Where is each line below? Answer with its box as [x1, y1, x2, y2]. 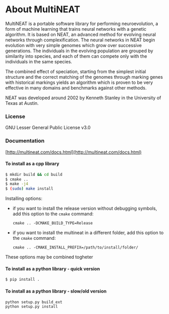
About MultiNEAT [5, 4, 80, 15]
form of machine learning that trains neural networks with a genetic [5, 26, 147, 32]
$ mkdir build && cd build [5, 172, 63, 177]
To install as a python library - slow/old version [5, 288, 107, 294]
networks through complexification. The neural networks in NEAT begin [5, 37, 155, 43]
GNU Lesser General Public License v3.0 [5, 124, 91, 131]
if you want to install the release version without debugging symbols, [12, 206, 157, 212]
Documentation [5, 137, 45, 144]
